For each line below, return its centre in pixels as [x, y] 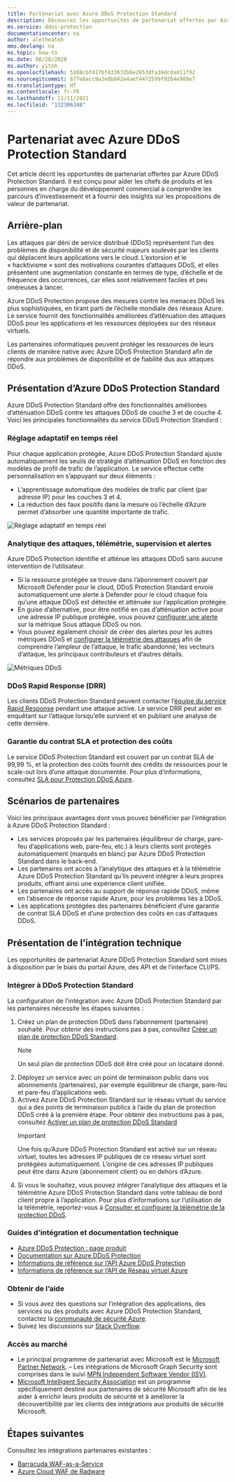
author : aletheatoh [36, 40]
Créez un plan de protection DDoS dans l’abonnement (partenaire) [113, 1022]
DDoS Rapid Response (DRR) [57, 686]
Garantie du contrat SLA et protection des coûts [90, 742]
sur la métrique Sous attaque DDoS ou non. [80, 625]
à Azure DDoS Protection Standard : [59, 825]
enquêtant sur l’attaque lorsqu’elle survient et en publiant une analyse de [112, 716]
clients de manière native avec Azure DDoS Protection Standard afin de [110, 352]
